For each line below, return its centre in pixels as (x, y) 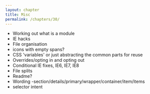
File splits (22, 71)
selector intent (28, 87)
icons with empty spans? (38, 50)
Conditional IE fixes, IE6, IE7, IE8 (46, 65)
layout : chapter (22, 10)
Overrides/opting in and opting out (48, 60)
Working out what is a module (43, 34)
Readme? (22, 76)
